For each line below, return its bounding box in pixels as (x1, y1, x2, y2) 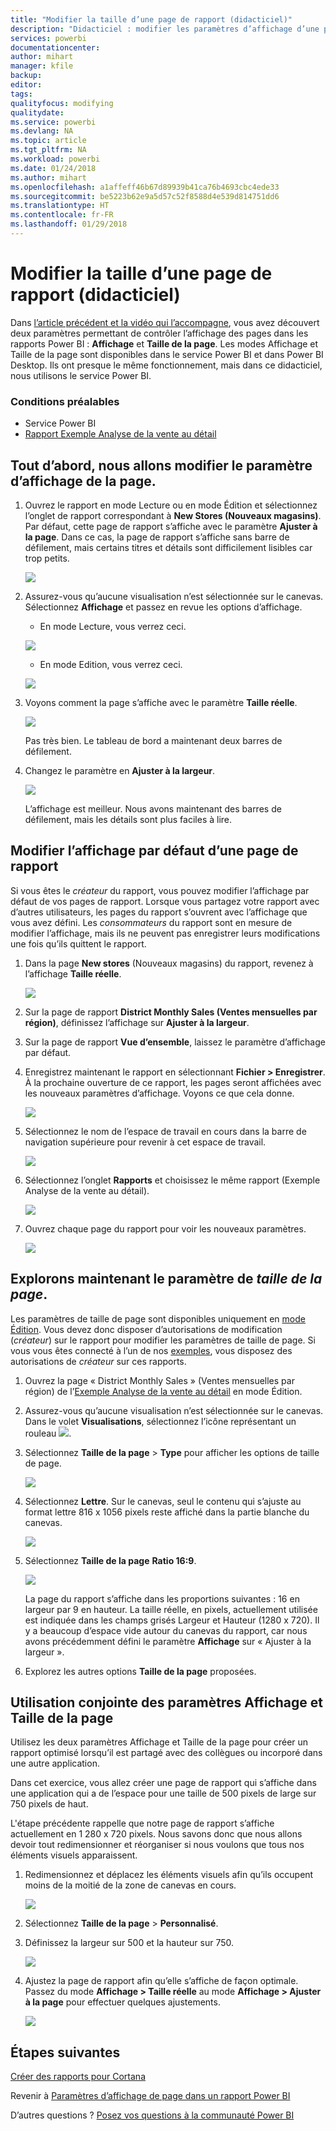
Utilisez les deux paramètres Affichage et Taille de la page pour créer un (10, 1736, 309, 1748)
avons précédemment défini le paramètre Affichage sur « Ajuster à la (24, 1635, 312, 1647)
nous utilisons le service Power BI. (10, 369, 152, 381)
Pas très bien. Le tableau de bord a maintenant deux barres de (24, 734, 283, 746)
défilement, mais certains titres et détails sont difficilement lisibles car (24, 541, 313, 553)
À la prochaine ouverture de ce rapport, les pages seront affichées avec (24, 1076, 322, 1088)
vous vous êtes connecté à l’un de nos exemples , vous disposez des (10, 1344, 293, 1356)
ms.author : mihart (10, 172, 87, 183)
